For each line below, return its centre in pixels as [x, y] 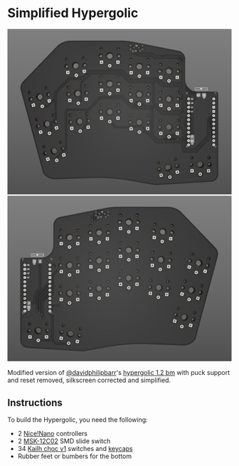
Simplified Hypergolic [73, 13]
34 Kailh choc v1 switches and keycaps [75, 448]
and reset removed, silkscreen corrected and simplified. [89, 380]
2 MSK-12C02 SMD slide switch [64, 441]
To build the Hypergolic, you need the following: [78, 419]
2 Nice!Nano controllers [52, 433]
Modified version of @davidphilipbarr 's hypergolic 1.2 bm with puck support [119, 373]
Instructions [35, 402]
